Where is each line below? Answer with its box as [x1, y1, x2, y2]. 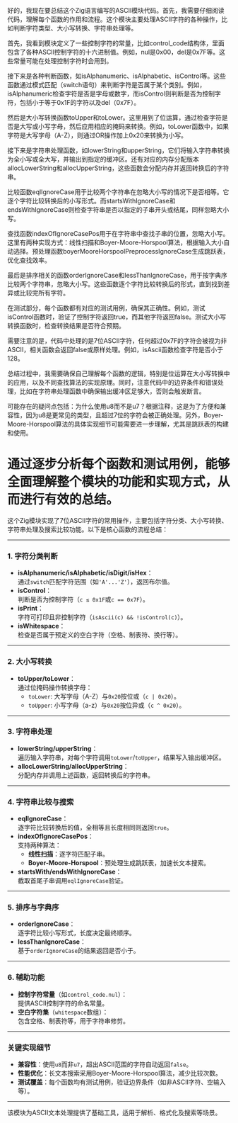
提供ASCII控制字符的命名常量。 [17, 998, 109, 1008]
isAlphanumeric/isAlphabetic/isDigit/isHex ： [17, 569, 153, 577]
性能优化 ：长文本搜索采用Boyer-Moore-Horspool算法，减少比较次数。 [17, 1069, 222, 1078]
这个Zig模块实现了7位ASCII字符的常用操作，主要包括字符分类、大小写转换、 [7, 516, 228, 524]
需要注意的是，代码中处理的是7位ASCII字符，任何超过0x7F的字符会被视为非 [7, 337, 227, 345]
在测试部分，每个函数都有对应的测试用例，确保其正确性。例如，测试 [7, 304, 206, 312]
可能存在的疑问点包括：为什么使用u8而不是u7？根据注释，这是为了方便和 [7, 402, 220, 410]
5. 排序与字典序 [7, 903, 59, 913]
